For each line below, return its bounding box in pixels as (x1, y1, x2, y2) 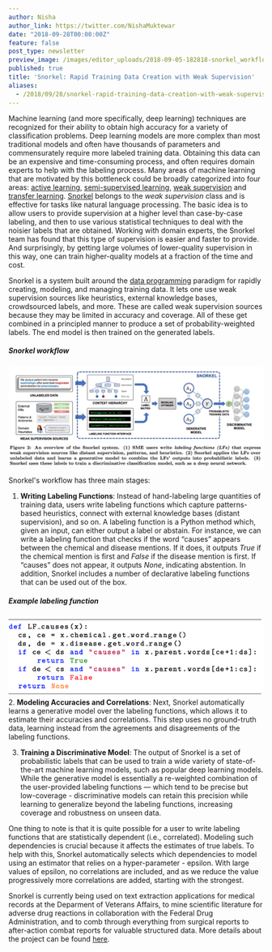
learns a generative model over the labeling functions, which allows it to (8, 706, 249, 716)
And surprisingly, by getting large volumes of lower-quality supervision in (8, 242, 253, 252)
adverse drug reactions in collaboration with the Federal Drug (8, 908, 214, 918)
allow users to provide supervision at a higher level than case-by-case (8, 208, 243, 218)
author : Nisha (8, 13, 57, 21)
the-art (19, 765, 45, 774)
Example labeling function (8, 596, 100, 606)
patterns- (215, 500, 249, 510)
